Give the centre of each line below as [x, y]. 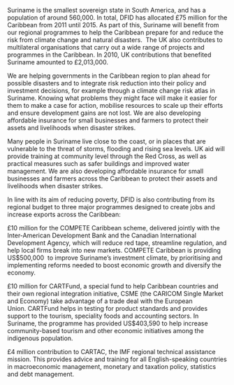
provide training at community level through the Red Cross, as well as [107, 156]
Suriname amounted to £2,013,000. [58, 62]
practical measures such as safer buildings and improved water [98, 163]
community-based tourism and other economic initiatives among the [105, 331]
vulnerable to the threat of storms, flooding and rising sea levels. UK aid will [116, 149]
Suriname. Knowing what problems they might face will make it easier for [112, 98]
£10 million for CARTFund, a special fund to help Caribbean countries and [113, 286]
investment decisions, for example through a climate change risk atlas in [111, 91]
